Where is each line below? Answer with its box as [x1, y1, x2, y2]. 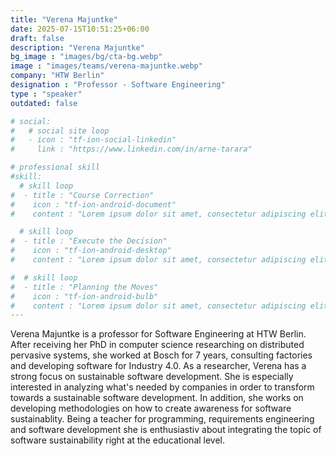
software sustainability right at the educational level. [10, 434, 226, 446]
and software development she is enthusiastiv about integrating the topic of [10, 424, 322, 436]
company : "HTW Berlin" [10, 71, 105, 81]
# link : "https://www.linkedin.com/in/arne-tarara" [10, 144, 253, 155]
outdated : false [10, 98, 78, 108]
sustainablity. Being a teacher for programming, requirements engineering [10, 413, 315, 425]
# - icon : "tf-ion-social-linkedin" [10, 135, 177, 145]
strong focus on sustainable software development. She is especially [10, 371, 294, 383]
